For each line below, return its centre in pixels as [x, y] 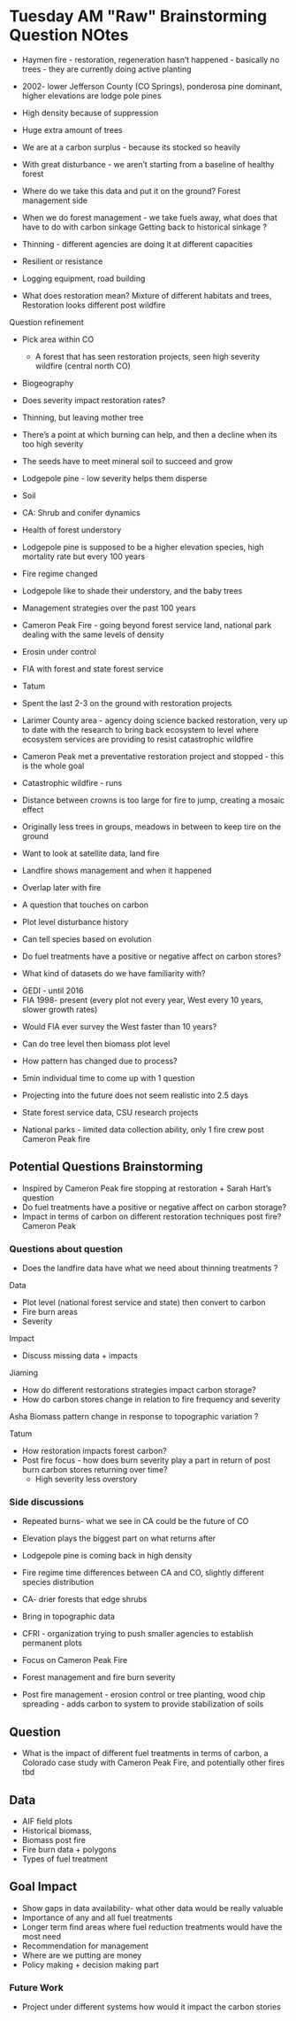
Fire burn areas [49, 1312]
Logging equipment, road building [83, 278]
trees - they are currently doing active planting [106, 69]
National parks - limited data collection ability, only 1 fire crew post [143, 1129]
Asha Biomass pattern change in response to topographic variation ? [134, 1417]
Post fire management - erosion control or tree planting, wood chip [144, 1695]
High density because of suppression [90, 113]
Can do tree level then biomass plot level [96, 1044]
